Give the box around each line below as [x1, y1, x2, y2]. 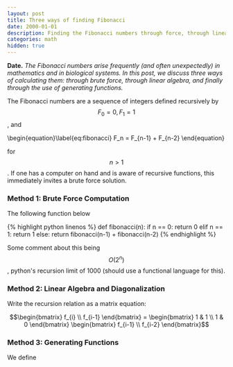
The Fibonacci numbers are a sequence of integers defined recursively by [7, 97, 219, 105]
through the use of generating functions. [7, 84, 123, 92]
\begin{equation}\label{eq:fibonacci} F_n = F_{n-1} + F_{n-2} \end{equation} [7, 133, 225, 142]
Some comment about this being [7, 244, 101, 252]
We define [7, 353, 37, 361]
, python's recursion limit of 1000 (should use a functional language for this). [7, 266, 225, 275]
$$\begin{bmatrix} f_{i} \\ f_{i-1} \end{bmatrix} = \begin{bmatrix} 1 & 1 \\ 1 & [9, 313, 224, 321]
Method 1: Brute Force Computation [7, 194, 130, 203]
